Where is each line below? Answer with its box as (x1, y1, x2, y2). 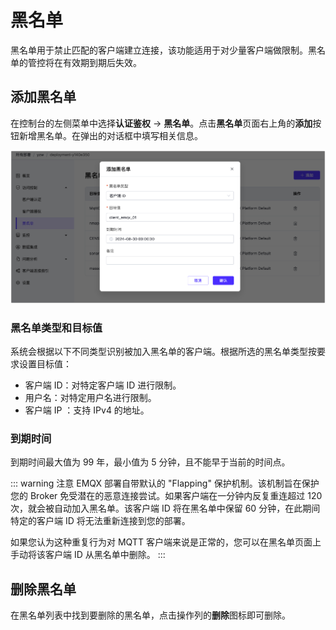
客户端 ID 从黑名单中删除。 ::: (44, 549, 166, 561)
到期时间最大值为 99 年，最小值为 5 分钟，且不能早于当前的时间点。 (10, 456, 291, 468)
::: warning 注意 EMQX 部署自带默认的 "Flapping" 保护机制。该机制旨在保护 (10, 477, 320, 490)
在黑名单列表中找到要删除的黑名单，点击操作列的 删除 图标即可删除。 (10, 609, 291, 621)
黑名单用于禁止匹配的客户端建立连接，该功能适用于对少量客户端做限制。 (10, 44, 308, 56)
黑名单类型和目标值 (10, 321, 103, 335)
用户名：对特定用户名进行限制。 (24, 391, 157, 403)
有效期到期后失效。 (62, 56, 142, 68)
